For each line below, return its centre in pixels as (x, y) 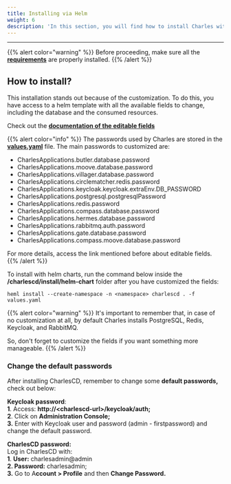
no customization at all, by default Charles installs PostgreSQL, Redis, (106, 320)
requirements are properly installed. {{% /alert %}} (80, 60)
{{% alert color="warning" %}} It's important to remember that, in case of (111, 313)
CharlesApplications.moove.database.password (85, 167)
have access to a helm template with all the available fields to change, (106, 105)
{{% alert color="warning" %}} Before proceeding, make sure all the (104, 52)
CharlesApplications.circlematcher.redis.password (88, 182)
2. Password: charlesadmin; (47, 466)
